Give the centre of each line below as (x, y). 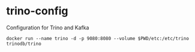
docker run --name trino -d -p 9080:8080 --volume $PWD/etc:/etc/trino (97, 38)
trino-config (37, 11)
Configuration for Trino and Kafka (48, 27)
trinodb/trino (24, 44)
